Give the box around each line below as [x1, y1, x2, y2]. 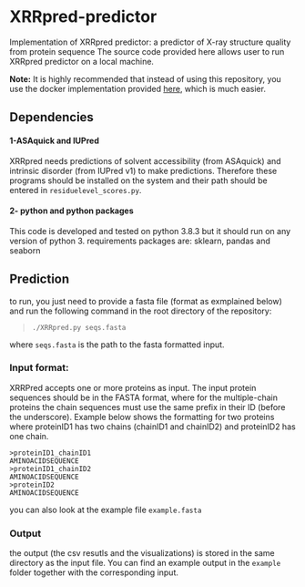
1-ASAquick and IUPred [9, 135, 100, 146]
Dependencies [9, 109, 94, 125]
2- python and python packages [9, 205, 134, 216]
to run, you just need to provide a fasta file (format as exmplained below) [9, 295, 282, 306]
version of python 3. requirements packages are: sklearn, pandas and [9, 235, 271, 246]
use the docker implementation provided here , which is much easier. [9, 83, 267, 94]
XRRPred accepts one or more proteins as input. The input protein [9, 382, 257, 393]
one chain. [9, 430, 49, 441]
